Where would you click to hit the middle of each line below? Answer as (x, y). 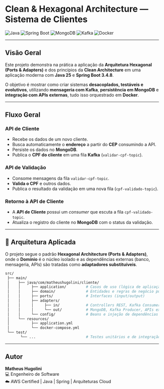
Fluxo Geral (23, 115)
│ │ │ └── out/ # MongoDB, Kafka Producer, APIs (80, 310)
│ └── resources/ (28, 319)
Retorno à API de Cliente (35, 201)
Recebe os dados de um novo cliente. (50, 139)
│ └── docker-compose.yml (43, 328)
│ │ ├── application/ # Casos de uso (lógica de (74, 287)
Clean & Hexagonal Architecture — (77, 9)
